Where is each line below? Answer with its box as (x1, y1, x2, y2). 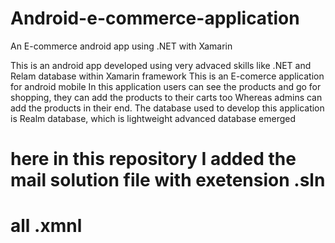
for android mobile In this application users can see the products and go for (10, 80, 322, 92)
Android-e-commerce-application (10, 7, 300, 30)
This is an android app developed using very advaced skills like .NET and (10, 59, 312, 71)
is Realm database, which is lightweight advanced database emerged (10, 112, 296, 124)
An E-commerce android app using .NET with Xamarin (10, 40, 233, 52)
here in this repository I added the (10, 148, 297, 171)
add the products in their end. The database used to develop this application (10, 102, 325, 114)
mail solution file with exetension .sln (10, 169, 326, 192)
